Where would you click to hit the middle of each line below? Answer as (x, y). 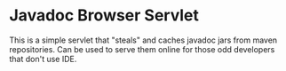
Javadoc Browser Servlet (104, 16)
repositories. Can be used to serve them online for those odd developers (142, 49)
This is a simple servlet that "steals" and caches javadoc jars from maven (143, 40)
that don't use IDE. (43, 59)
